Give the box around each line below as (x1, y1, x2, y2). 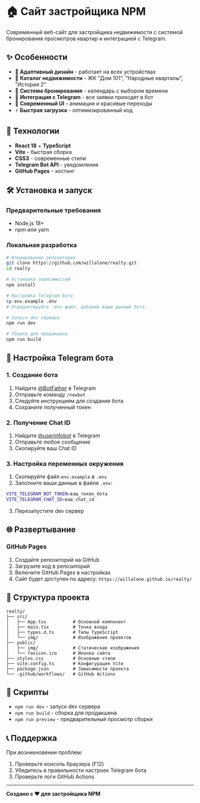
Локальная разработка (6, 241, 77, 250)
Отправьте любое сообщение (14, 438, 90, 445)
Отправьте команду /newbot (14, 390, 86, 398)
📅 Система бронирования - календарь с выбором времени (14, 87, 168, 94)
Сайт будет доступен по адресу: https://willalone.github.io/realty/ (14, 575, 192, 582)
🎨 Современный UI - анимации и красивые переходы (14, 100, 153, 107)
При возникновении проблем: (6, 749, 83, 756)
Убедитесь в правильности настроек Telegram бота (14, 767, 147, 774)
